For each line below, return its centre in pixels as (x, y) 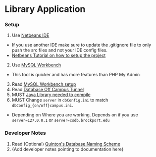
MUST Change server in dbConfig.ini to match (60, 100)
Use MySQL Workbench (36, 65)
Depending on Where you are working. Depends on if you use (75, 115)
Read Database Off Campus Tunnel (48, 90)
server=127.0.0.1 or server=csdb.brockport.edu (61, 120)
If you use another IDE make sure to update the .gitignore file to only (81, 45)
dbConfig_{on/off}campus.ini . (43, 105)
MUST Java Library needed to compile (51, 95)
